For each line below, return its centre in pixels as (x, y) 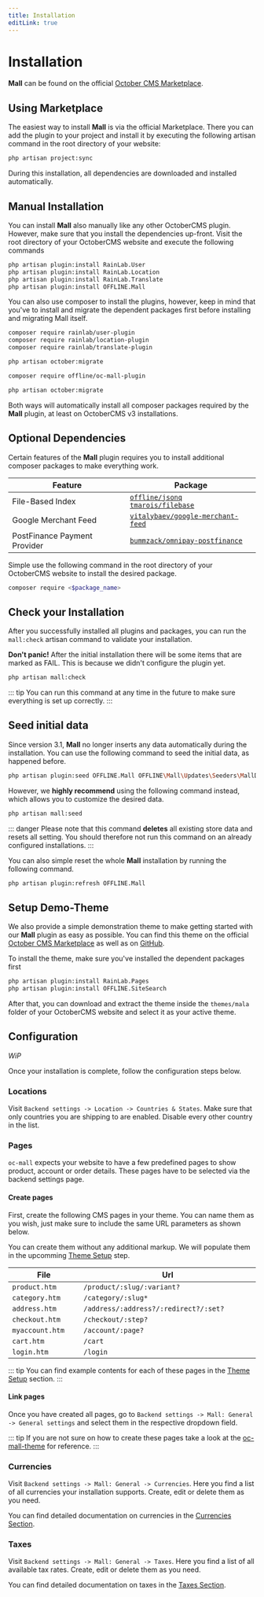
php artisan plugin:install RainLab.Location (84, 272)
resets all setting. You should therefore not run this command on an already (130, 837)
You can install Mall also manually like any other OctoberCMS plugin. (119, 225)
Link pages (26, 1396)
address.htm (35, 1308)
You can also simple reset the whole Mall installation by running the (117, 860)
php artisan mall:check (47, 677)
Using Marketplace (56, 108)
